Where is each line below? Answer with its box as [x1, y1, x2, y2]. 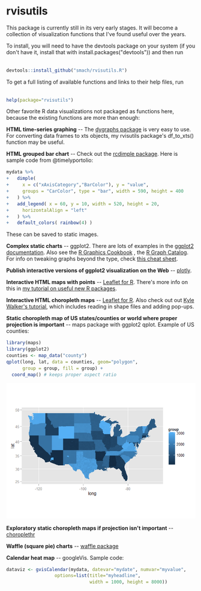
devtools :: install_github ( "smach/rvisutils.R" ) [6, 67, 128, 73]
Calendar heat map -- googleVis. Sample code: [6, 554, 124, 561]
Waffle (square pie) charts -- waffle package [6, 542, 119, 549]
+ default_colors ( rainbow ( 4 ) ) [6, 220, 93, 226]
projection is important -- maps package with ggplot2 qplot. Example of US [6, 321, 195, 329]
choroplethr [6, 531, 35, 538]
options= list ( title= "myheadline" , [54, 573, 141, 579]
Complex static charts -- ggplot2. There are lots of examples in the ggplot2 [6, 243, 194, 250]
